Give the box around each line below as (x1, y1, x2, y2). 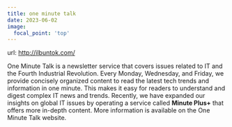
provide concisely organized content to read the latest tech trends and (7, 77, 210, 85)
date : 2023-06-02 (7, 17, 58, 24)
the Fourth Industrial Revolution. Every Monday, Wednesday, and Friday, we (7, 69, 224, 78)
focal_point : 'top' (13, 29, 70, 37)
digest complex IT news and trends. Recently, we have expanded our (7, 92, 206, 100)
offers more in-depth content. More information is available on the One (7, 106, 210, 115)
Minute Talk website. (7, 114, 67, 122)
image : (7, 23, 26, 30)
